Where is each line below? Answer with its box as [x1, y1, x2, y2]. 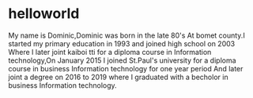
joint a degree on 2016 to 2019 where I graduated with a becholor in [8, 72, 228, 82]
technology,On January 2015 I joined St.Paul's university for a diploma [8, 56, 236, 65]
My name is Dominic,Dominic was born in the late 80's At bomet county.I [8, 31, 245, 40]
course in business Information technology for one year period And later [8, 64, 244, 73]
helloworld [8, 5, 80, 23]
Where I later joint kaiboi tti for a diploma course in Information [8, 47, 212, 56]
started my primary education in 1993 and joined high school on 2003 [8, 38, 236, 48]
